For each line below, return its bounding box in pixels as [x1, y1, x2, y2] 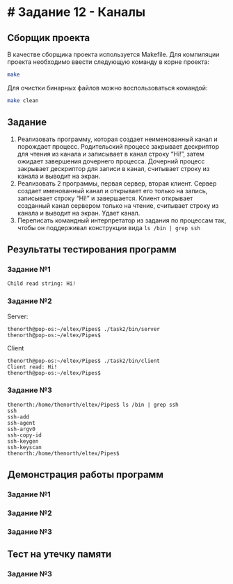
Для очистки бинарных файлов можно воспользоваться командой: [7, 83, 208, 92]
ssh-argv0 [7, 425, 36, 432]
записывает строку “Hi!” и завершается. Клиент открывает [17, 194, 193, 202]
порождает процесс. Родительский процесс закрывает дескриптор [17, 142, 220, 150]
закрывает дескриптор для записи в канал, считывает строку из [17, 164, 210, 172]
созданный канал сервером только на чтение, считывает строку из [17, 201, 219, 209]
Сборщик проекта [7, 32, 90, 44]
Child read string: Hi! [7, 280, 77, 287]
